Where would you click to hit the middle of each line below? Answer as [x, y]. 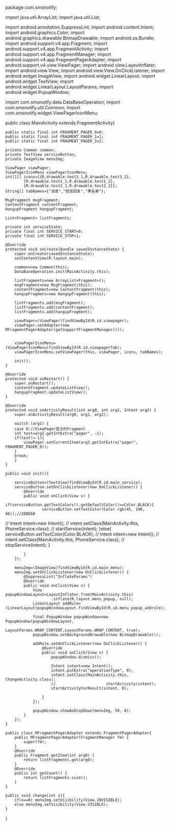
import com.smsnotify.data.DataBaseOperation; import [63, 102]
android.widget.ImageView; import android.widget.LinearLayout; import [80, 76]
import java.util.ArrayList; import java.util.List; [53, 17]
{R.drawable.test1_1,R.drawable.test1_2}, [69, 181]
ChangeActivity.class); [31, 679]
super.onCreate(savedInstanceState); [55, 254]
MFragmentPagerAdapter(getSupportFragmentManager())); [65, 330]
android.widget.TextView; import [40, 81]
